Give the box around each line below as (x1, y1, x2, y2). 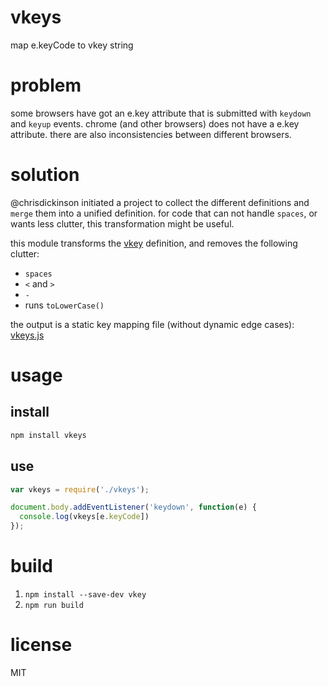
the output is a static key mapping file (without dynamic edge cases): (10, 318, 295, 330)
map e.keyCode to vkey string (10, 39, 134, 51)
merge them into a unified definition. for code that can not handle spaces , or (10, 207, 318, 219)
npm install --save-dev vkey (24, 589, 147, 600)
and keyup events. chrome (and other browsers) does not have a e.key (10, 117, 300, 130)
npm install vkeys (10, 430, 87, 440)
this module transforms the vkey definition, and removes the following (10, 237, 298, 249)
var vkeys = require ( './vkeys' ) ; (10, 484, 150, 495)
